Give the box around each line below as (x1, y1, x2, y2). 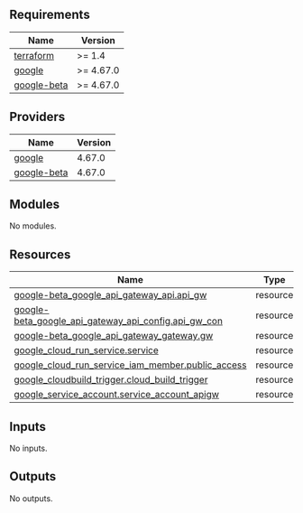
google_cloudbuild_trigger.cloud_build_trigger (14, 374, 208, 387)
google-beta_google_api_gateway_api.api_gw (14, 289, 207, 302)
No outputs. (9, 492, 53, 504)
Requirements (9, 7, 90, 23)
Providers (9, 109, 66, 125)
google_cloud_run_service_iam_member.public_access (14, 359, 247, 371)
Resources (9, 247, 71, 262)
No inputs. (9, 443, 48, 454)
